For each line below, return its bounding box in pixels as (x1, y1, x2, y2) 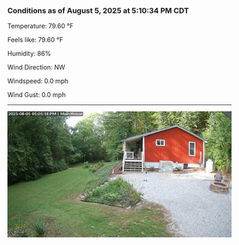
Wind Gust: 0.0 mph (7, 91, 66, 99)
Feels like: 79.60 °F (7, 36, 63, 44)
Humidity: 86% (7, 49, 52, 58)
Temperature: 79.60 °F (7, 22, 74, 31)
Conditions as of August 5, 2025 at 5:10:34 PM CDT (7, 6, 190, 16)
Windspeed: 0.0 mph (7, 77, 69, 85)
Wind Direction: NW (7, 63, 65, 72)
